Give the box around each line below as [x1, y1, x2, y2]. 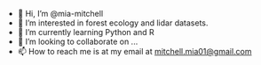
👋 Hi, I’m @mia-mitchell [17, 9, 104, 18]
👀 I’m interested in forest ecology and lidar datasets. [17, 18, 209, 28]
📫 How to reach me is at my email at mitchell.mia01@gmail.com [17, 47, 252, 56]
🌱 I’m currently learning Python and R [17, 27, 154, 37]
